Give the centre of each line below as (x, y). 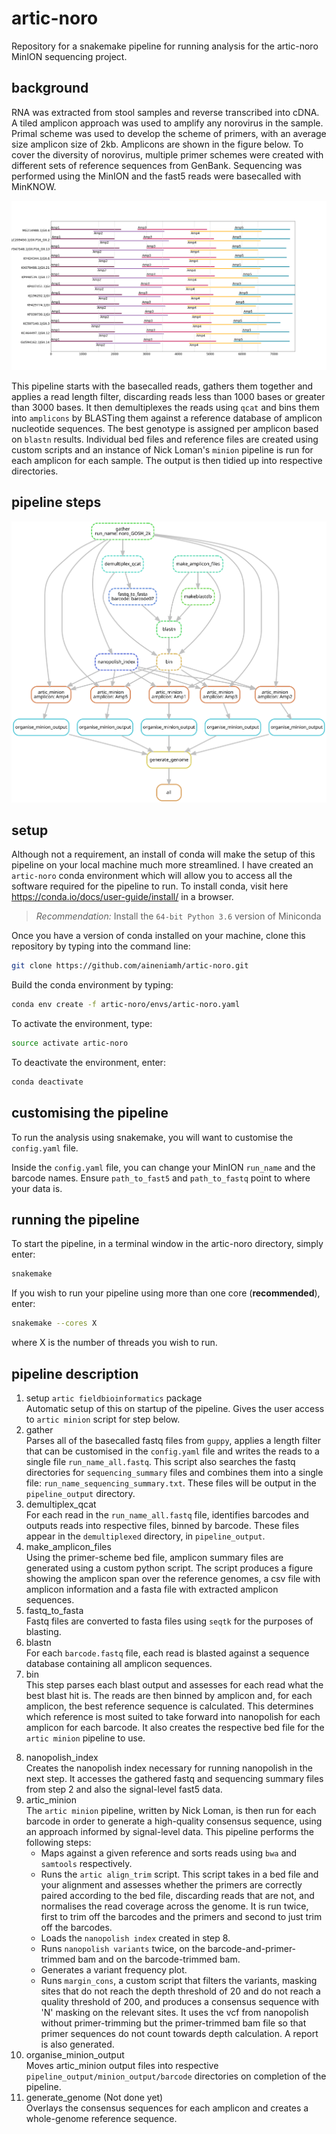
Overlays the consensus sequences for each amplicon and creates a (167, 2108)
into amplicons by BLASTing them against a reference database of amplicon (167, 418)
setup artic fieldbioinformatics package (114, 1398)
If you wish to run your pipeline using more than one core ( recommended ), (166, 1293)
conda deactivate (47, 1082)
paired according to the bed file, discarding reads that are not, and (177, 1896)
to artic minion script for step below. (103, 1419)
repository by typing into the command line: (101, 946)
